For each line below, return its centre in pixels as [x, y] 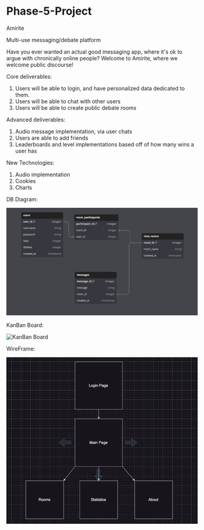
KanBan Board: [25, 325]
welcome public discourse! [40, 65]
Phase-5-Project [49, 11]
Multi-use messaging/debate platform [54, 40]
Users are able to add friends [52, 138]
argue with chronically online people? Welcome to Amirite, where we [92, 58]
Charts [23, 187]
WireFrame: [21, 349]
